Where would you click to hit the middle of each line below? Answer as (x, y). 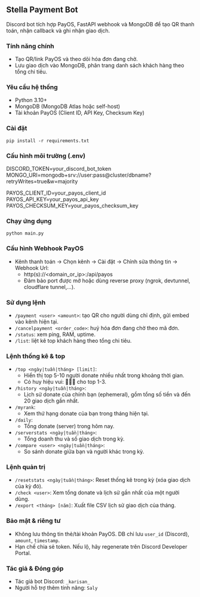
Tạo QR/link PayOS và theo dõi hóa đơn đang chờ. (76, 59)
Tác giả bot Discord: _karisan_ (53, 581)
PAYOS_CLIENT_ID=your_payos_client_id (56, 193)
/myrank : (25, 407)
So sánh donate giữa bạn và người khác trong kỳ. (84, 452)
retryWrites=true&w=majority (42, 181)
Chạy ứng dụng (29, 221)
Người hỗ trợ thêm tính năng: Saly (56, 588)
